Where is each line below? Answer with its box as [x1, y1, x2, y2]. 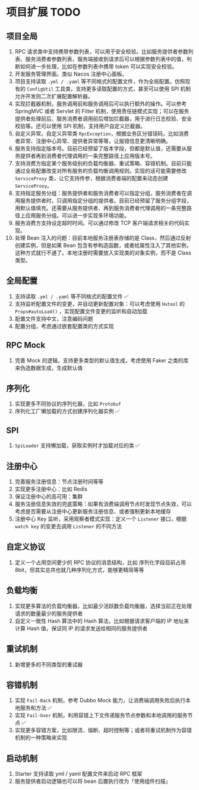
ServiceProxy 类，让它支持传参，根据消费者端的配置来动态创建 [14, 175, 168, 182]
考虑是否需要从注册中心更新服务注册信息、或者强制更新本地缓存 [14, 508, 171, 515]
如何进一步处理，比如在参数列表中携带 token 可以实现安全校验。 [20, 63, 178, 70]
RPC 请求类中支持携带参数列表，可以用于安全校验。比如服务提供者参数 [14, 48, 188, 55]
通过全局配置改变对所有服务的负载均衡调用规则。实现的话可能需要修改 [14, 168, 187, 174]
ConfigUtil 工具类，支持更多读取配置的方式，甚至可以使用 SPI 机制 [26, 85, 191, 92]
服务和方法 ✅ [20, 704, 52, 711]
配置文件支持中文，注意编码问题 [14, 315, 93, 322]
